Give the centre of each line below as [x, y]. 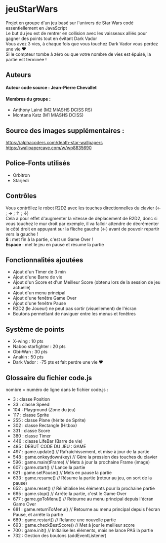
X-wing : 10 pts [28, 341]
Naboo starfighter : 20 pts [39, 347]
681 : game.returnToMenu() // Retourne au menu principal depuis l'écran [86, 509]
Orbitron [21, 175]
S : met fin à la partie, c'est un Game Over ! [49, 239]
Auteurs [19, 75]
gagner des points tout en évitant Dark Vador [51, 39]
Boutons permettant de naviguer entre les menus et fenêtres [74, 314]
